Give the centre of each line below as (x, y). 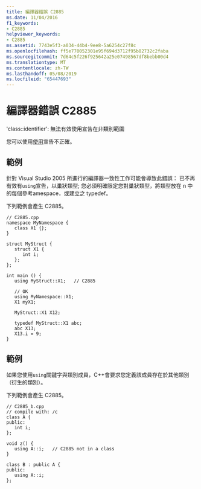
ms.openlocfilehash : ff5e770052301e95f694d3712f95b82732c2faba (88, 51)
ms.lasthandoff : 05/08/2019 (42, 74)
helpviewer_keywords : (33, 34)
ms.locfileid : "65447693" (39, 79)
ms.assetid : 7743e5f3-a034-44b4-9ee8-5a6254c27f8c (71, 46)
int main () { (24, 275)
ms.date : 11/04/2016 (32, 18)
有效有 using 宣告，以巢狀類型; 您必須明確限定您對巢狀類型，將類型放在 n (96, 185)
